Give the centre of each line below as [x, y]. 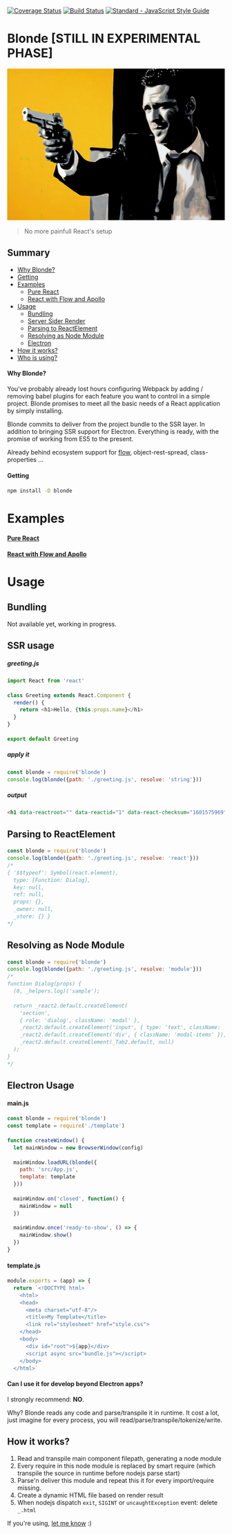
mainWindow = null [46, 1206]
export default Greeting [43, 739]
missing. [29, 1488]
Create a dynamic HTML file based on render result [90, 1495]
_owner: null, [33, 909]
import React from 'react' [46, 680]
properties [22, 460]
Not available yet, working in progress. [62, 624]
